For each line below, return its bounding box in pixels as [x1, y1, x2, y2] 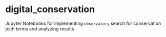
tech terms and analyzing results [5, 25, 74, 31]
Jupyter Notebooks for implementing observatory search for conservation [5, 20, 161, 26]
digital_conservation [5, 4, 95, 15]
